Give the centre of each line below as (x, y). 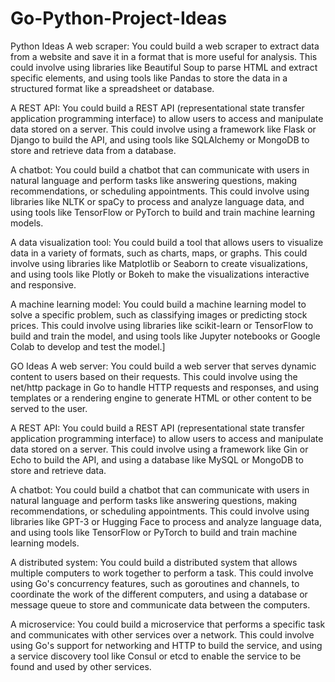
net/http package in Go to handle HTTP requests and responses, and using (165, 387)
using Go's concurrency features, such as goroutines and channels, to (155, 583)
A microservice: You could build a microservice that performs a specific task (168, 624)
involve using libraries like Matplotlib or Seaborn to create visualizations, (159, 263)
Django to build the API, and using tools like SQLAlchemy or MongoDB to (160, 139)
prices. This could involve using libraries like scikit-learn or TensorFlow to (162, 325)
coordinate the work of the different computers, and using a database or (159, 594)
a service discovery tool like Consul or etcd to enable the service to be (156, 656)
